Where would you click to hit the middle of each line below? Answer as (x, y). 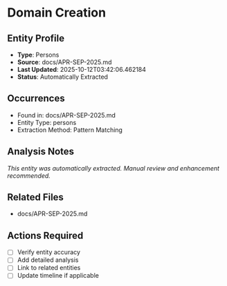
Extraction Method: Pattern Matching (70, 130)
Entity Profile (36, 38)
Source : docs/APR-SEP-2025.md (64, 62)
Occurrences (36, 98)
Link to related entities (49, 268)
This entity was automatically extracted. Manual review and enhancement (113, 168)
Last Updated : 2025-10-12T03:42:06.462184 (82, 69)
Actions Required (45, 235)
